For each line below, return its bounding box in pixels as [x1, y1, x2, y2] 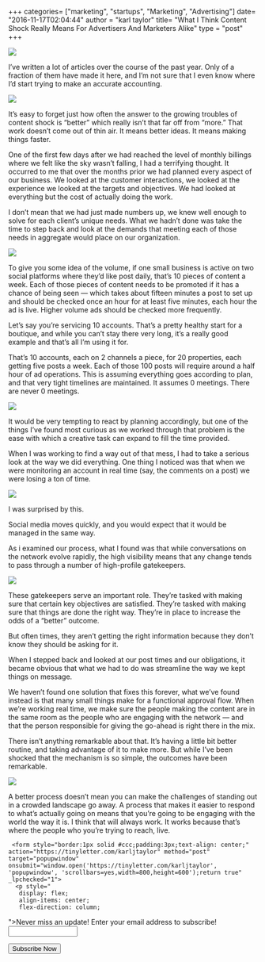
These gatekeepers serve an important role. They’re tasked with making [8, 591, 243, 600]
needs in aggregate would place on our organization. [8, 233, 180, 242]
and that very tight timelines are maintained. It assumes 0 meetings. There [8, 378, 251, 387]
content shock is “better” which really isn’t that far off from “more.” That [8, 118, 243, 127]
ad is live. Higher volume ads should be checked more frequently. [8, 305, 222, 314]
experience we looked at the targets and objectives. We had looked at [8, 184, 236, 193]
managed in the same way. [8, 528, 97, 538]
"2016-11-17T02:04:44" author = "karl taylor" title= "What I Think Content [8, 15, 247, 25]
